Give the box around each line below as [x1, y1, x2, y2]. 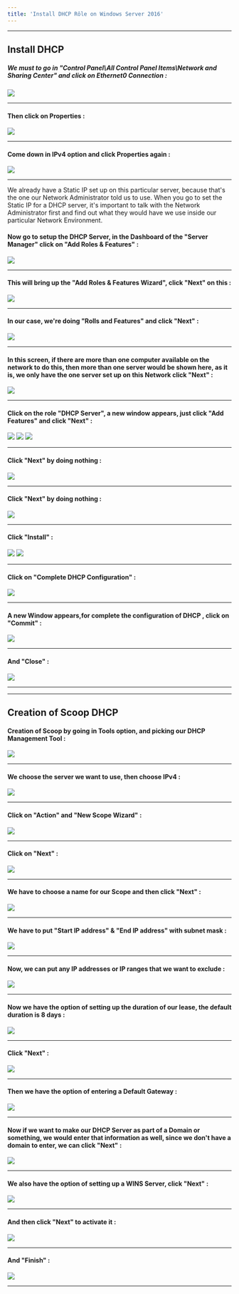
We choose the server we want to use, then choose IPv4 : [7, 772, 181, 781]
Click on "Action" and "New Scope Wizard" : [7, 811, 142, 820]
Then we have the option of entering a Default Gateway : [7, 1087, 178, 1096]
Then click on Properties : [7, 111, 85, 120]
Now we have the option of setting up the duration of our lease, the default [7, 1003, 232, 1012]
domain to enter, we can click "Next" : [7, 1141, 122, 1149]
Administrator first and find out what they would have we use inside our [7, 208, 217, 217]
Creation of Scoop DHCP [7, 707, 119, 719]
